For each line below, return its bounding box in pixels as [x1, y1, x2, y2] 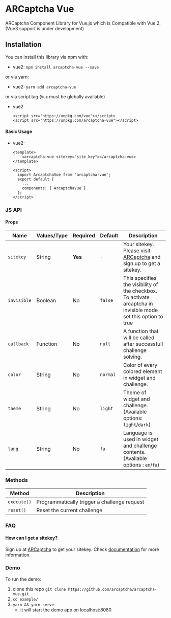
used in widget [123, 436, 159, 443]
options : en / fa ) [123, 461, 160, 469]
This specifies [123, 275, 157, 282]
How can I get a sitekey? [5, 535, 58, 541]
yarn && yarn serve [12, 602, 54, 607]
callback [8, 341, 29, 347]
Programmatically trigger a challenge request [36, 498, 145, 505]
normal [100, 372, 116, 378]
